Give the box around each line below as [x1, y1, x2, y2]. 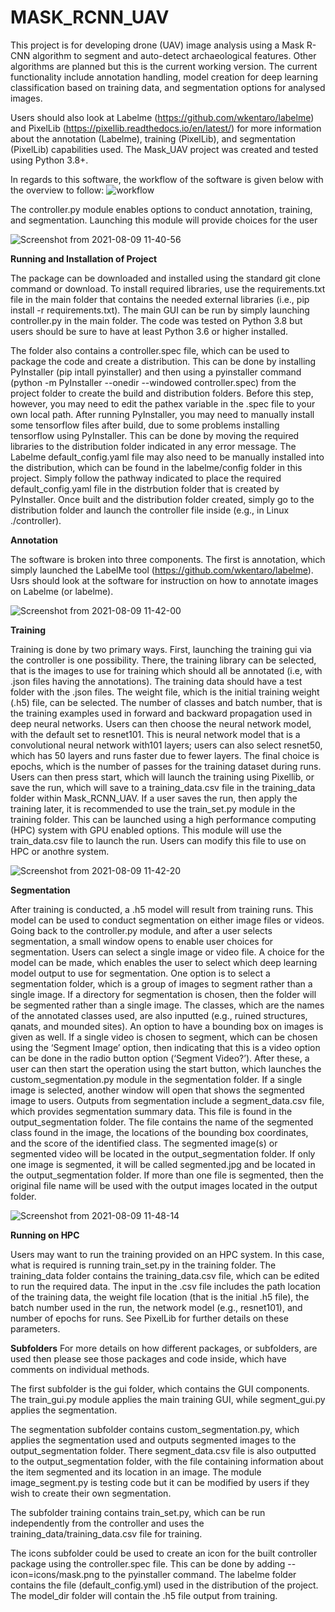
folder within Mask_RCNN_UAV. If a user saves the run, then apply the [10, 792, 298, 804]
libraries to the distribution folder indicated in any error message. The [10, 440, 297, 452]
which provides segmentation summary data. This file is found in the [10, 1105, 293, 1117]
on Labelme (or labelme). [10, 585, 114, 597]
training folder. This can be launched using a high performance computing [10, 813, 317, 825]
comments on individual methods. [10, 1363, 150, 1375]
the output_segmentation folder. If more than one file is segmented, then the [10, 1169, 324, 1181]
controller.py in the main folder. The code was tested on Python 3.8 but [10, 314, 303, 326]
